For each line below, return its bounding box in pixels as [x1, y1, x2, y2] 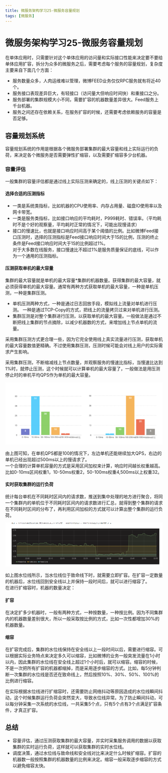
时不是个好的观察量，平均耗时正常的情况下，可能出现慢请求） [12, 221, 140, 228]
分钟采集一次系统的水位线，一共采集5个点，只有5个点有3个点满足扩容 [13, 701, 158, 707]
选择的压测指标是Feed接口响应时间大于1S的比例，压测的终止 [34, 234, 159, 240]
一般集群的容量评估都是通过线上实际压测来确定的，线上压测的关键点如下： [5, 178, 158, 184]
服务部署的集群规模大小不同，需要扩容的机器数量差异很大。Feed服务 [12, 97, 154, 103]
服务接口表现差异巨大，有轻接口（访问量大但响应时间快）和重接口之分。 [12, 90, 161, 96]
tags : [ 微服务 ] [5, 13, 35, 19]
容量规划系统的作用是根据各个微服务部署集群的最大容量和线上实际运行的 [5, 146, 154, 152]
